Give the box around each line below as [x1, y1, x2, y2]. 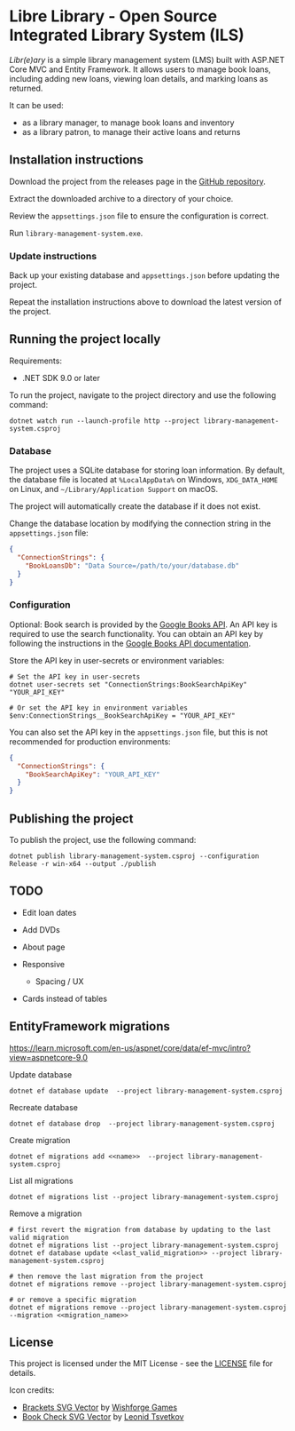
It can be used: [9, 99, 64, 110]
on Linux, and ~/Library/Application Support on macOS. [9, 484, 219, 495]
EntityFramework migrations [9, 1019, 170, 1034]
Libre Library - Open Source [9, 6, 218, 27]
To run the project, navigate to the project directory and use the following [9, 389, 276, 401]
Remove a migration [9, 1208, 82, 1219]
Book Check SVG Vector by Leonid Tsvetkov [21, 1411, 184, 1422]
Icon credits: [9, 1385, 55, 1395]
